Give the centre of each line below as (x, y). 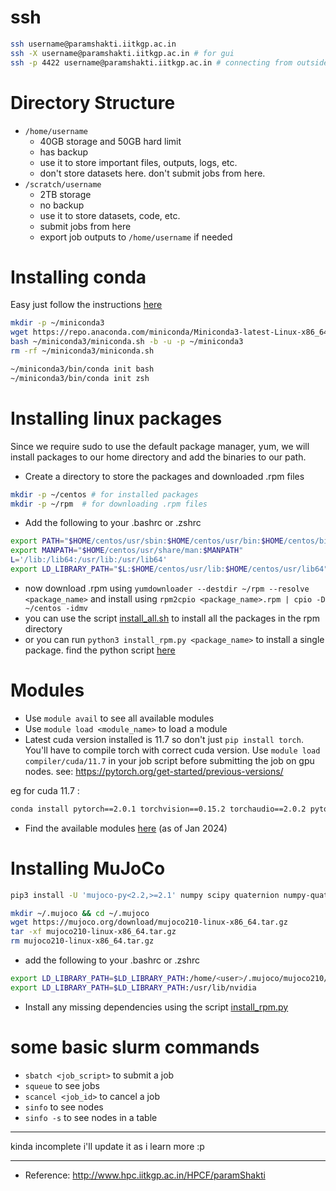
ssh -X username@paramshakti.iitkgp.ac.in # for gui (122, 53)
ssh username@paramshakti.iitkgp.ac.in (93, 44)
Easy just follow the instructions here (86, 305)
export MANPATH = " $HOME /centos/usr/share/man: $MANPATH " (127, 551)
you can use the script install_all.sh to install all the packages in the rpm (172, 618)
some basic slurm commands (135, 1047)
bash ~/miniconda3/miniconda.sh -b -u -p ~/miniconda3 (127, 342)
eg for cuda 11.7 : (45, 790)
